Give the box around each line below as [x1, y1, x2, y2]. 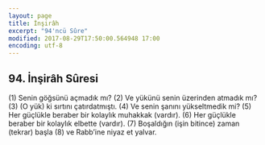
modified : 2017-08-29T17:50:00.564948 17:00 [8, 34, 160, 43]
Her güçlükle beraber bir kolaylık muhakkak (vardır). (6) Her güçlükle [8, 110, 236, 119]
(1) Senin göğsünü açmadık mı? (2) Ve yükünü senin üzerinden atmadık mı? [8, 93, 258, 102]
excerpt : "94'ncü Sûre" [8, 27, 89, 35]
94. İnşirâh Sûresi [8, 72, 99, 85]
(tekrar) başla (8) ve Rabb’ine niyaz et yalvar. [8, 126, 157, 137]
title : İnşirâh [8, 19, 60, 27]
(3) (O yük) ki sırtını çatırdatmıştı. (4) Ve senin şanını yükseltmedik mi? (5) [8, 101, 252, 111]
